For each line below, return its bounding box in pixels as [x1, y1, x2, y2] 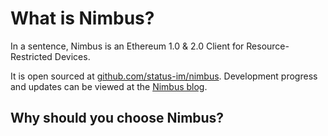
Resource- [246, 40, 290, 52]
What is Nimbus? [10, 7, 155, 30]
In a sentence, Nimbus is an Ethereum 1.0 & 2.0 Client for [10, 40, 245, 52]
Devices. [54, 50, 91, 62]
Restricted [10, 50, 53, 62]
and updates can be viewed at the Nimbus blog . [10, 80, 208, 92]
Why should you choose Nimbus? [10, 110, 225, 127]
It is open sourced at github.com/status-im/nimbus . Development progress [10, 70, 318, 82]
